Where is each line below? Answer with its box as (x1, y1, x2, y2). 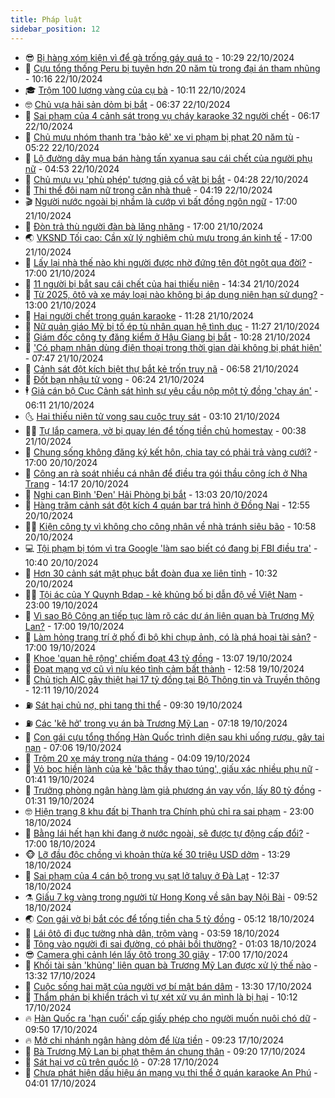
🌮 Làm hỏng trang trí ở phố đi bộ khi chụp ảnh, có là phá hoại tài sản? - (24, 631, 318, 643)
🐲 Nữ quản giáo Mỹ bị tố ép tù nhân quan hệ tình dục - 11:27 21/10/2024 (24, 320, 320, 332)
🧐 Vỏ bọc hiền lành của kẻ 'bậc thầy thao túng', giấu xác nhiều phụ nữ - (24, 762, 320, 775)
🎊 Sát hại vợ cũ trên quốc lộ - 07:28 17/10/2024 (24, 1056, 220, 1068)
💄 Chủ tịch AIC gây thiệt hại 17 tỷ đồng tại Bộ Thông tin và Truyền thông (24, 673, 321, 685)
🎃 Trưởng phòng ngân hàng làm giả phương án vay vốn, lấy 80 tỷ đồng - (24, 784, 322, 796)
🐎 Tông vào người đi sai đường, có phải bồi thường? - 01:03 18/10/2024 (24, 937, 317, 950)
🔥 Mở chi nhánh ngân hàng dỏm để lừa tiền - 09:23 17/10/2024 (24, 1034, 285, 1046)
